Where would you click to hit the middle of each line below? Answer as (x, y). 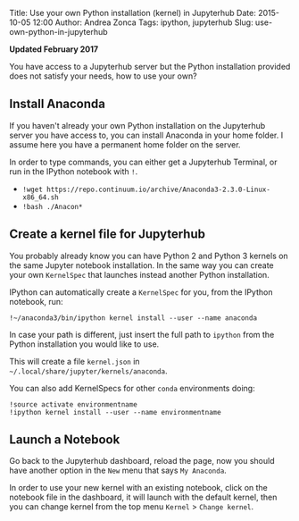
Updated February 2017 (54, 49)
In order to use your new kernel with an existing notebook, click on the (138, 488)
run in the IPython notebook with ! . (74, 171)
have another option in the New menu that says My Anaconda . (118, 471)
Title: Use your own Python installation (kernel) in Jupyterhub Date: (133, 13)
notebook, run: (37, 301)
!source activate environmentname (74, 404)
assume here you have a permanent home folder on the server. (125, 144)
